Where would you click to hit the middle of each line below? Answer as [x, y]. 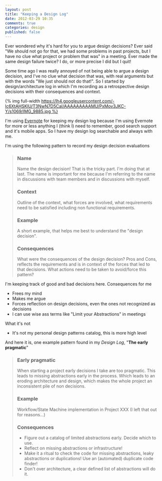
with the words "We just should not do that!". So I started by [65, 81]
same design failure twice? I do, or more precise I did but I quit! [68, 62]
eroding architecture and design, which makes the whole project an [84, 381]
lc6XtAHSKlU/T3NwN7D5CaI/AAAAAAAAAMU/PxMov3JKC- [66, 106]
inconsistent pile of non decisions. [51, 386]
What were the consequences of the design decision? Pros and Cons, [87, 259]
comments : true [20, 23]
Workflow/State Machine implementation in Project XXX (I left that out [87, 410]
